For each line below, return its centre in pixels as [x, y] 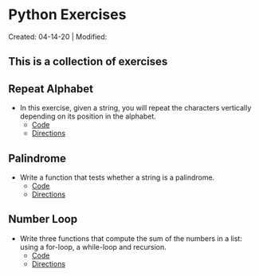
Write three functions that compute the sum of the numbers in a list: [131, 238]
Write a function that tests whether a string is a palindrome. [117, 177]
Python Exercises [67, 15]
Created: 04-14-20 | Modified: [58, 37]
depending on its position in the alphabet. [88, 116]
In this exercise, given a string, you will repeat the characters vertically [135, 108]
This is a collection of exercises [88, 62]
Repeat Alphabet [51, 89]
